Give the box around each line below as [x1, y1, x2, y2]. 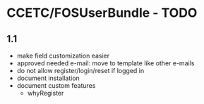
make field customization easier [16, 51, 110, 60]
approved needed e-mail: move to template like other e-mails [16, 59, 195, 67]
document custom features [16, 82, 96, 89]
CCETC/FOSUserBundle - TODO [6, 5, 198, 21]
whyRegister [27, 89, 64, 97]
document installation [16, 74, 80, 82]
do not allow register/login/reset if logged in [16, 67, 145, 74]
